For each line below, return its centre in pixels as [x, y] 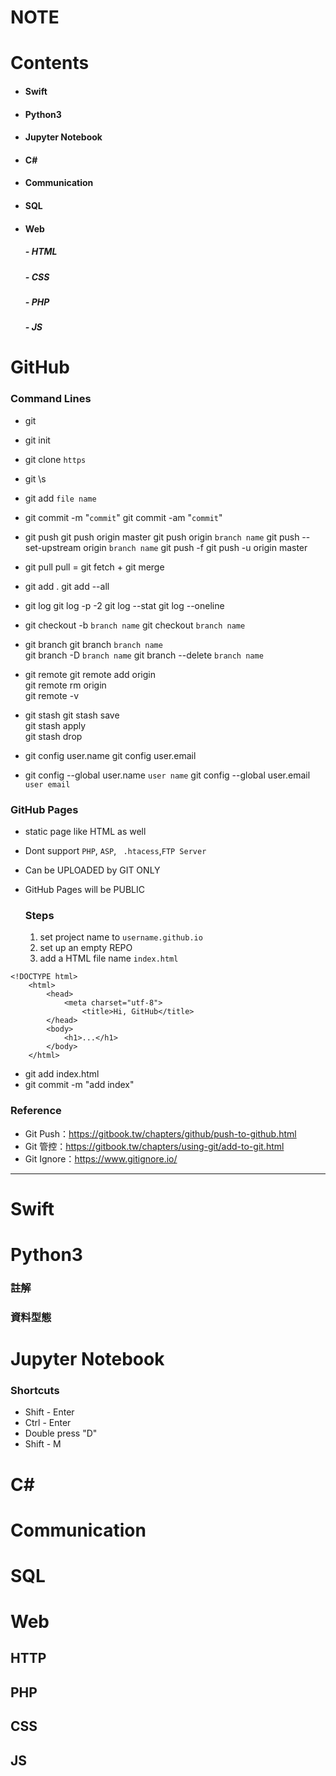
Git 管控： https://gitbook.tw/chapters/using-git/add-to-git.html [154, 1146]
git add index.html [62, 1074]
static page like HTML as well [85, 832]
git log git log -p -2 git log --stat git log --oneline [124, 605]
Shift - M [43, 1444]
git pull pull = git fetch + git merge [94, 567]
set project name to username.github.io [121, 937]
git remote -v [51, 695]
